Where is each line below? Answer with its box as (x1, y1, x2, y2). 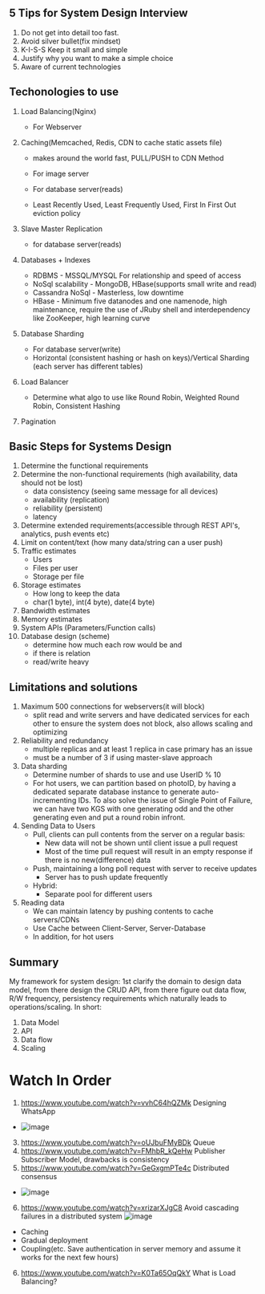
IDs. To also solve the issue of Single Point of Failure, (78, 796, 253, 805)
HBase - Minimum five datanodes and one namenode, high (32, 296, 227, 306)
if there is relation (32, 649, 91, 658)
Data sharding (20, 762, 67, 771)
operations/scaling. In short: (9, 1003, 102, 1012)
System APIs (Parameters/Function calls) (20, 623, 156, 633)
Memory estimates (20, 614, 83, 625)
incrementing (32, 796, 77, 805)
